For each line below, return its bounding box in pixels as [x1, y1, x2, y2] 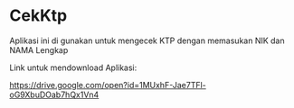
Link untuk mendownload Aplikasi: [9, 62, 138, 73]
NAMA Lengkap [9, 44, 69, 55]
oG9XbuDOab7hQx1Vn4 [9, 89, 100, 100]
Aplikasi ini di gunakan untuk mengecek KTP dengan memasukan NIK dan [9, 35, 285, 46]
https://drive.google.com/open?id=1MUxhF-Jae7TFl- [9, 79, 206, 90]
